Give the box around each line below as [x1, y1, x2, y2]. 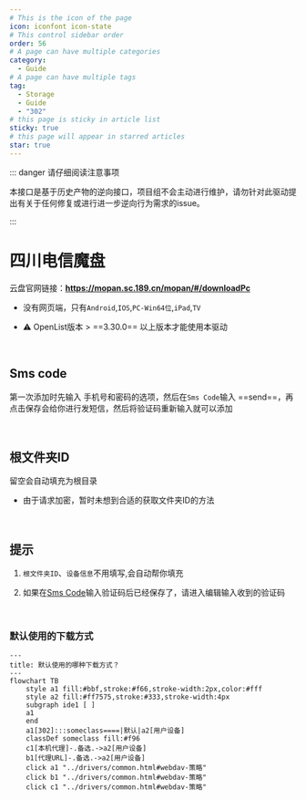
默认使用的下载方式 [9, 630, 94, 643]
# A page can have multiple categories [9, 47, 161, 57]
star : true [9, 140, 51, 150]
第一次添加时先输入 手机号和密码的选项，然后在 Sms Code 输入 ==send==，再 [9, 391, 294, 402]
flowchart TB [9, 677, 59, 686]
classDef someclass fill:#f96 [25, 734, 141, 743]
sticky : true [9, 124, 59, 133]
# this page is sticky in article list [9, 115, 161, 124]
